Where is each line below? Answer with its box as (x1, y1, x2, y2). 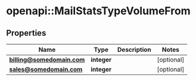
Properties (6, 28, 46, 38)
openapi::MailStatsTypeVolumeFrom (6, 4, 191, 18)
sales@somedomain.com (9, 66, 83, 73)
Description (117, 46, 151, 54)
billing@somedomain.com (9, 55, 85, 64)
